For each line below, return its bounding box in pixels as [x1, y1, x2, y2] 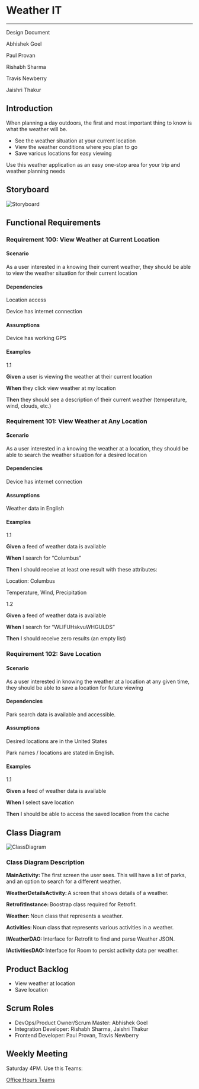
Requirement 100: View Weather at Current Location [6, 235, 160, 243]
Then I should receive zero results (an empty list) [6, 635, 126, 642]
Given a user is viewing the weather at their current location [6, 373, 153, 380]
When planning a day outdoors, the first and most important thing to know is [6, 119, 192, 126]
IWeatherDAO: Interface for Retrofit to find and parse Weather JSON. [6, 935, 175, 942]
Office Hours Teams [6, 1076, 55, 1083]
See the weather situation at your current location [14, 137, 136, 144]
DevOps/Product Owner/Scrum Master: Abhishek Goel [14, 1019, 148, 1026]
